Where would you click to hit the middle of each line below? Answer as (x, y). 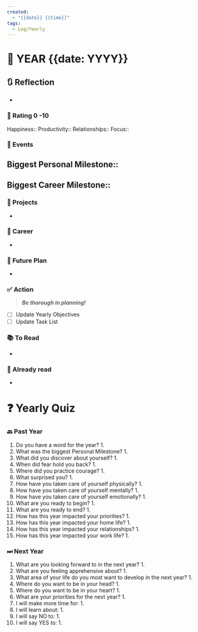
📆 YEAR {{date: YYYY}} (68, 59)
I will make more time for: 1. (50, 603)
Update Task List (37, 321)
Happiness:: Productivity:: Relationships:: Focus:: (68, 129)
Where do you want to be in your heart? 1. (68, 590)
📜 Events (20, 145)
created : (18, 12)
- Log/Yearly (29, 29)
